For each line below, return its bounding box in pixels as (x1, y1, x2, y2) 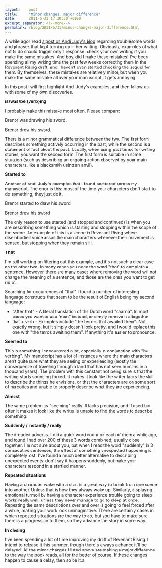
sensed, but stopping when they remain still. (5, 240, 93, 246)
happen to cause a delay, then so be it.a (5, 557, 85, 563)
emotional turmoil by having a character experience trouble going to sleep (5, 492, 152, 498)
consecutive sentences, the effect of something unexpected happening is (5, 448, 152, 453)
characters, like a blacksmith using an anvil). (5, 162, 93, 168)
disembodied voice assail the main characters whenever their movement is (5, 235, 154, 241)
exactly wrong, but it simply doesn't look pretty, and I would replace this (12, 324, 156, 330)
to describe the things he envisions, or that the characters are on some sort (5, 379, 156, 385)
